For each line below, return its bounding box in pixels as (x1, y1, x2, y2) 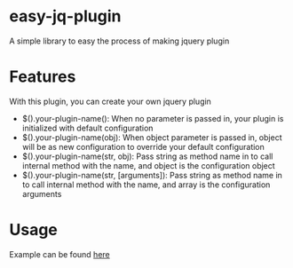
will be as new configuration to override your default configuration (21, 141, 265, 152)
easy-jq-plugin (9, 6, 122, 27)
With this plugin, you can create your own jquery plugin (9, 96, 211, 106)
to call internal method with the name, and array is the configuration (21, 179, 271, 190)
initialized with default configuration (21, 122, 154, 133)
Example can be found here (9, 248, 110, 259)
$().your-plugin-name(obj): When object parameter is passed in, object (21, 131, 282, 143)
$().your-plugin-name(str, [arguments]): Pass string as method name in (21, 169, 282, 180)
